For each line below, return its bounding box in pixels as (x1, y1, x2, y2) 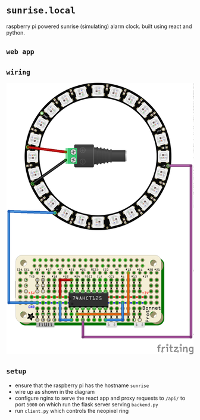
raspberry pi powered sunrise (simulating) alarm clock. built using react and (6, 23, 192, 30)
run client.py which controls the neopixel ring (14, 407, 129, 414)
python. (6, 29, 25, 36)
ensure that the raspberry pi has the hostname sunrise (14, 382, 149, 389)
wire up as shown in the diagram (14, 388, 95, 395)
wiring (6, 67, 31, 76)
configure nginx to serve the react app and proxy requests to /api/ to (14, 394, 186, 402)
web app (6, 48, 35, 56)
